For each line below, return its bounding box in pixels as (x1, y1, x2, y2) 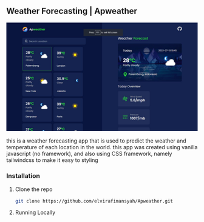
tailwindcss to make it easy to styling (6, 156, 98, 164)
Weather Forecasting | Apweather (6, 6, 138, 16)
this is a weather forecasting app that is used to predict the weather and (6, 137, 186, 144)
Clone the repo (15, 186, 53, 193)
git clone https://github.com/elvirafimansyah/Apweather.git (15, 198, 174, 204)
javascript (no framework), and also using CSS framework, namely (6, 150, 172, 158)
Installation (6, 172, 41, 180)
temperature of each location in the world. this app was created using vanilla (6, 144, 198, 151)
